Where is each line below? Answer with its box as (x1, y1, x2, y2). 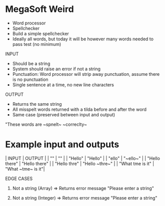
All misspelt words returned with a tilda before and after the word (12, 106, 146, 112)
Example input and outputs (5, 139, 119, 150)
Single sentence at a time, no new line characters (12, 81, 114, 88)
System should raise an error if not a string (12, 66, 101, 72)
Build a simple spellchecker (12, 30, 69, 36)
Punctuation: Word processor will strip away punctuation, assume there (12, 71, 160, 77)
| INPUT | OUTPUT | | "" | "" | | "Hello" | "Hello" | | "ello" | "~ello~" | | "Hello (5, 155, 160, 161)
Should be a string (12, 60, 50, 66)
